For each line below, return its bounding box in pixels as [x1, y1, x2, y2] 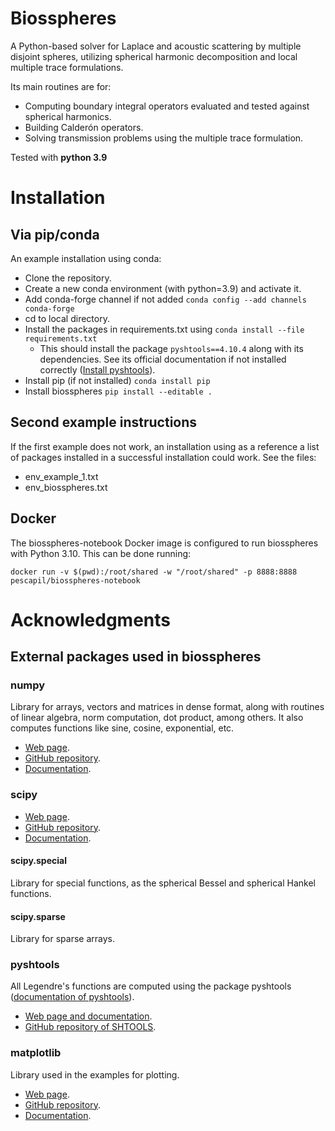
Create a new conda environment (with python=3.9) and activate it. [24, 282, 302, 294]
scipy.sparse [10, 910, 66, 922]
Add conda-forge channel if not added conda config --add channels [24, 293, 307, 305]
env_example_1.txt [24, 470, 99, 482]
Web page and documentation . [24, 1010, 153, 1022]
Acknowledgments [10, 608, 172, 631]
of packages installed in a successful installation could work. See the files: [10, 451, 317, 463]
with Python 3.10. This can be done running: [10, 547, 192, 559]
